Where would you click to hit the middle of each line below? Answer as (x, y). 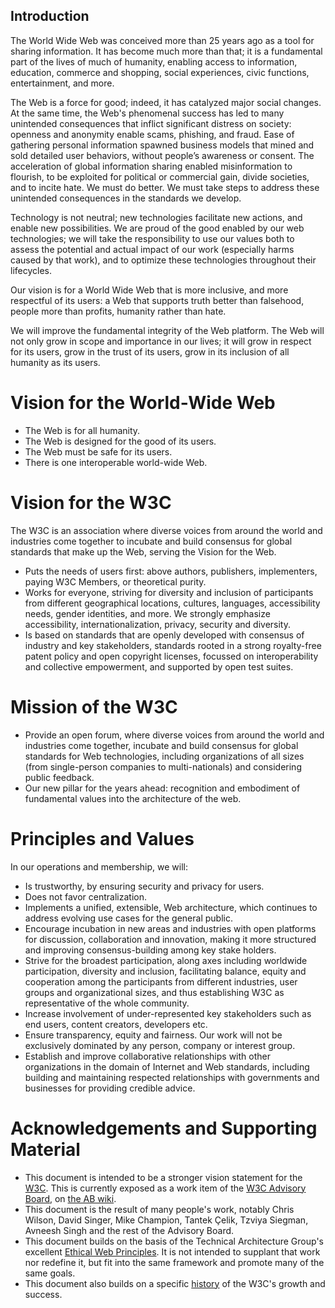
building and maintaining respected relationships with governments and (172, 1077)
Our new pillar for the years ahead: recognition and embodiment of (162, 788)
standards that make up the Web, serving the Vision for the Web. (143, 551)
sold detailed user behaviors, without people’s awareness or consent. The (162, 155)
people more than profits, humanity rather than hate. (118, 311)
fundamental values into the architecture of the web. (133, 798)
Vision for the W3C (91, 502)
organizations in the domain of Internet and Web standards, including (167, 1066)
